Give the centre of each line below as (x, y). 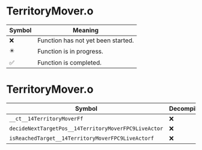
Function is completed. (69, 63)
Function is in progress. (70, 51)
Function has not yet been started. (85, 40)
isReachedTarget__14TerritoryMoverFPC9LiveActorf (82, 138)
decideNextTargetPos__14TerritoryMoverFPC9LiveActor (86, 128)
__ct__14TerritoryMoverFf (46, 118)
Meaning (86, 30)
